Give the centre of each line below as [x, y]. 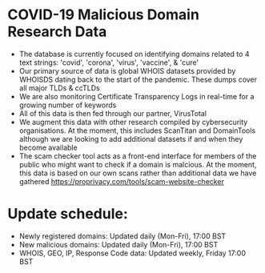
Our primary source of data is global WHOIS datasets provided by [127, 70]
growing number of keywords [68, 105]
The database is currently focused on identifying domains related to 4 [134, 54]
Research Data [57, 32]
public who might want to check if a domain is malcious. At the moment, [138, 164]
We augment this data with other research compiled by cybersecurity [133, 122]
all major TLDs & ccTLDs [60, 88]
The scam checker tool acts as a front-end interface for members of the [138, 156]
